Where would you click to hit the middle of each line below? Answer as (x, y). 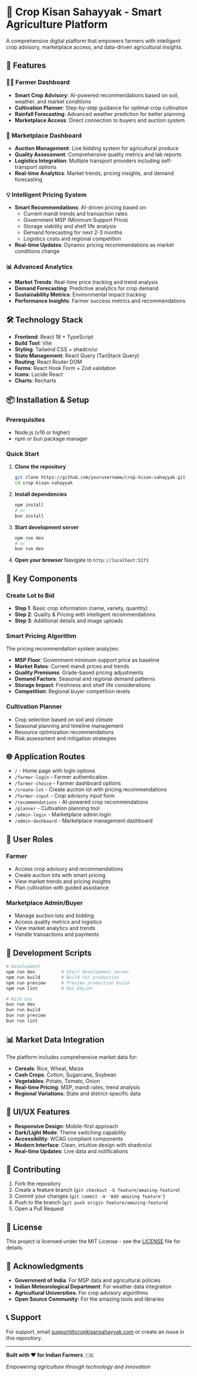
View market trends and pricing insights (63, 881)
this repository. (24, 1338)
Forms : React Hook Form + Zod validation (65, 368)
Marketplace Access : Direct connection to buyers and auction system (100, 120)
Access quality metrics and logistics (58, 922)
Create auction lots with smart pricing (60, 875)
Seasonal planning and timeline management (69, 725)
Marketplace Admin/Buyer (45, 903)
